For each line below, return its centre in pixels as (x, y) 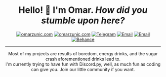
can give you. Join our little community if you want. (83, 69)
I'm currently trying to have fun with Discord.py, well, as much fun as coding (83, 64)
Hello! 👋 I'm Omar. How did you (83, 10)
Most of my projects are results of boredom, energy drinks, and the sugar (83, 53)
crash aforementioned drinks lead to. (83, 59)
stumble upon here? (83, 20)
